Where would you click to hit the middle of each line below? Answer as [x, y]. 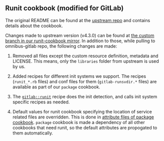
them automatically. [33, 133]
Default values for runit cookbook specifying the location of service [82, 111]
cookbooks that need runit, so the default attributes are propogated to [85, 127]
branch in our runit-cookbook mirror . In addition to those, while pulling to [80, 41]
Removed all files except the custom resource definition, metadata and [86, 56]
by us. [19, 66]
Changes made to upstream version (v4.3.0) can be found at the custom [80, 35]
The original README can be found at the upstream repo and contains [78, 20]
